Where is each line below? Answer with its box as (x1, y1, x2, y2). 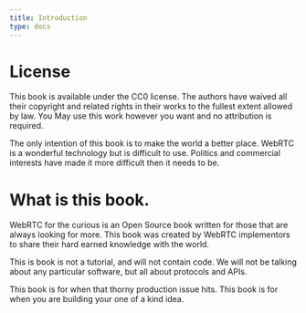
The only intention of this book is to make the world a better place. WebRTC (9, 138, 295, 149)
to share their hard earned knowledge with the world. (9, 239, 210, 250)
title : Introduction (9, 13, 89, 23)
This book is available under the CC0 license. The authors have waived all (9, 91, 288, 102)
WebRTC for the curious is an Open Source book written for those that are (9, 220, 289, 231)
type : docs (9, 22, 51, 31)
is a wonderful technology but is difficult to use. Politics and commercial (9, 148, 281, 159)
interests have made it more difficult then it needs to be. (9, 157, 220, 169)
